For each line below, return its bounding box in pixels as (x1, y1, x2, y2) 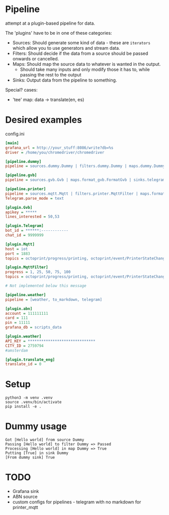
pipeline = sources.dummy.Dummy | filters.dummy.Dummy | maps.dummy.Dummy (5, 163, 165, 169)
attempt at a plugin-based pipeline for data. (5, 20, 96, 26)
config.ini (5, 131, 25, 137)
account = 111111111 (5, 311, 49, 316)
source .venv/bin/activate (5, 400, 62, 405)
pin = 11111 (5, 320, 30, 325)
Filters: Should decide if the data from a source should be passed (12, 50, 148, 56)
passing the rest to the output (20, 71, 81, 77)
